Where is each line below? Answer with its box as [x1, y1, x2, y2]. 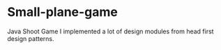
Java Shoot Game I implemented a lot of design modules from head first [7, 27, 214, 35]
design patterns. [7, 34, 54, 42]
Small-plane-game [7, 4, 119, 20]
